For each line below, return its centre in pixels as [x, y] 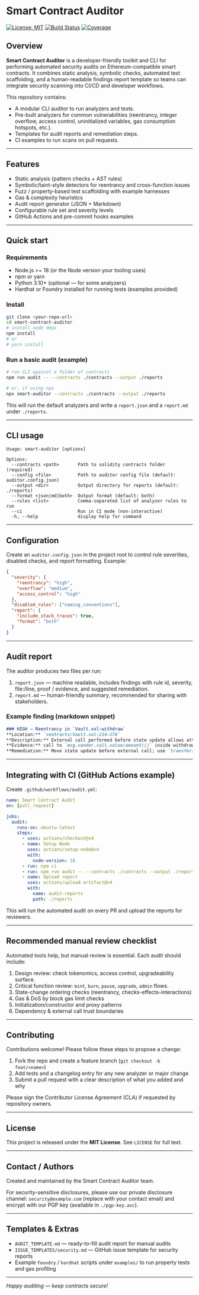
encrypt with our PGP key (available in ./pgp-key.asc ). [72, 1205]
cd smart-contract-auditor [39, 322]
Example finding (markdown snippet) [61, 717]
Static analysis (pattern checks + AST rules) [68, 179]
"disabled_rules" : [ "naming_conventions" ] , [66, 605]
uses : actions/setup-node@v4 [63, 849]
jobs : [13, 816]
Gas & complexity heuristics [49, 198]
